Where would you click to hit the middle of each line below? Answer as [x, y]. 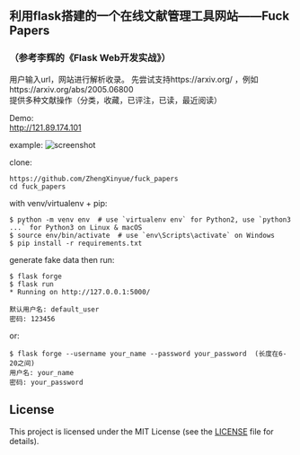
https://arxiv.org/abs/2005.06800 [71, 89]
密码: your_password [46, 382]
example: [26, 144]
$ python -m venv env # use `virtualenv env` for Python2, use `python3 [150, 219]
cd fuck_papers [38, 187]
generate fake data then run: [62, 259]
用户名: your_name [42, 372]
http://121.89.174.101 [46, 127]
